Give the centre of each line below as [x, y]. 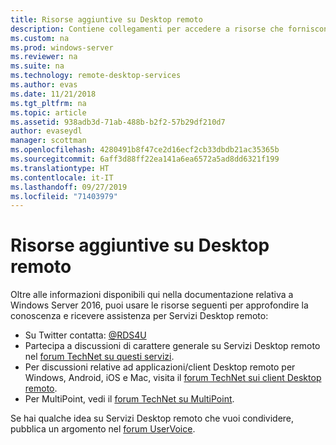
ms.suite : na [37, 66]
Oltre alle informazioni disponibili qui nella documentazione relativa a [152, 295]
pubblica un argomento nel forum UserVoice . [103, 429]
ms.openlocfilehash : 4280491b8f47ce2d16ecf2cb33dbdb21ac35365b [145, 150]
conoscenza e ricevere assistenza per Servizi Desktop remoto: [139, 316]
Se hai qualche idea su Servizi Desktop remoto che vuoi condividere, [152, 418]
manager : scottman [48, 141]
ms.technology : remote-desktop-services [96, 76]
